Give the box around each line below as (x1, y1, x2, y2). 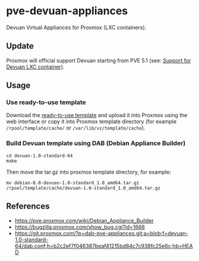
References (6, 201, 50, 212)
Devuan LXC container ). (6, 63, 65, 70)
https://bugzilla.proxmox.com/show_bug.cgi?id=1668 (14, 223, 146, 230)
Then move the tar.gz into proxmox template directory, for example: (6, 168, 171, 175)
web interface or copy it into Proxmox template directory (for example (6, 118, 177, 125)
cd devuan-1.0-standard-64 (6, 153, 73, 159)
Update (6, 41, 34, 51)
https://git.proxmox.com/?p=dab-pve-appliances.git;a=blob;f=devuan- (14, 229, 189, 237)
